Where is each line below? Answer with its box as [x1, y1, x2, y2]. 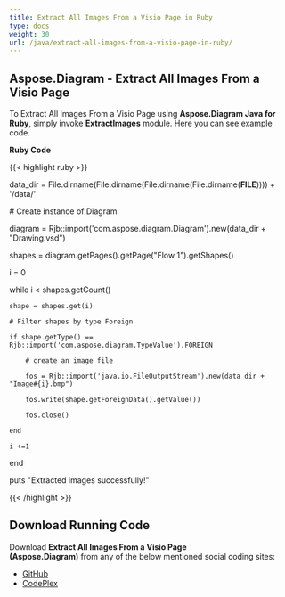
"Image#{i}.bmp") [9, 380, 74, 388]
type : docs [9, 21, 50, 30]
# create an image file [25, 356, 114, 365]
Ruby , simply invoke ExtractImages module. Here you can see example [9, 118, 273, 129]
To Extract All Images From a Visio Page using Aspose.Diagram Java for [9, 109, 276, 119]
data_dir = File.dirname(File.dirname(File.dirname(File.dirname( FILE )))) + [9, 179, 276, 190]
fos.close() [25, 411, 69, 420]
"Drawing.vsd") [9, 233, 66, 243]
